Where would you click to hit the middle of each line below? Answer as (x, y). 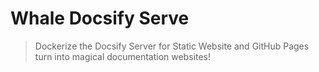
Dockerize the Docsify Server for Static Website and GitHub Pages (172, 46)
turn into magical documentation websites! (122, 56)
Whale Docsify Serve (100, 18)
